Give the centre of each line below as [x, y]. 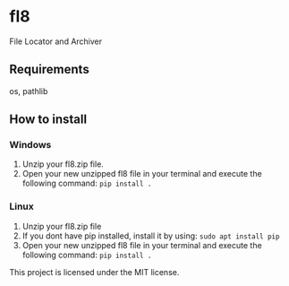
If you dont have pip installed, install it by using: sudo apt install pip [151, 236]
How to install [48, 120]
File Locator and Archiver [56, 41]
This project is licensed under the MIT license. [94, 272]
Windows [30, 145]
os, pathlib [29, 91]
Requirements [49, 69]
